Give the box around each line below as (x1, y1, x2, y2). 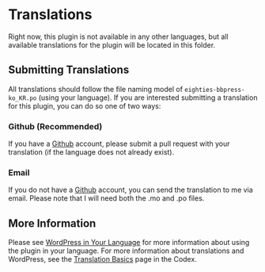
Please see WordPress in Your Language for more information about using (8, 238, 250, 247)
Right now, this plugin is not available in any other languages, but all (8, 32, 229, 41)
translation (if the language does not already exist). (8, 147, 175, 157)
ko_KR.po (8, 94, 37, 102)
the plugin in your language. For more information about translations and (8, 246, 244, 255)
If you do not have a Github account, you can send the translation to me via (8, 185, 253, 195)
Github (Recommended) (8, 121, 103, 132)
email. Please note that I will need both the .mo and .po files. (8, 193, 205, 203)
